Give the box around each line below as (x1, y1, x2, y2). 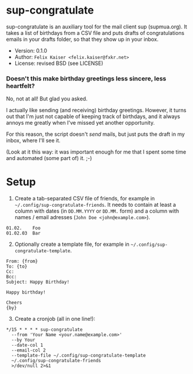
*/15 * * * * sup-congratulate (6, 327, 83, 333)
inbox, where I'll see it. (6, 137, 61, 144)
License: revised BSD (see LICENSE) (14, 60, 104, 67)
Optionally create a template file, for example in (14, 240, 129, 248)
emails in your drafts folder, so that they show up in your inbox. (6, 35, 159, 43)
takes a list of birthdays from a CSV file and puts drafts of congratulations (6, 29, 185, 36)
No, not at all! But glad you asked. (6, 95, 88, 102)
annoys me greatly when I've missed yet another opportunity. (6, 119, 155, 126)
